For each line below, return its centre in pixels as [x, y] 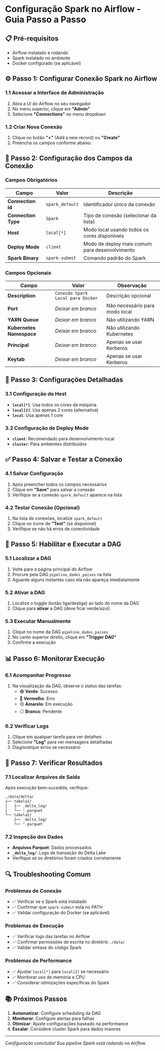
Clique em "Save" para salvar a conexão [54, 489]
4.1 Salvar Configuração [34, 473]
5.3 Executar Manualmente [38, 621]
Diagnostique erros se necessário [46, 747]
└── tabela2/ [18, 815]
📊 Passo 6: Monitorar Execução [55, 658]
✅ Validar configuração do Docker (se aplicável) [61, 913]
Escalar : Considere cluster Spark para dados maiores [67, 1029]
